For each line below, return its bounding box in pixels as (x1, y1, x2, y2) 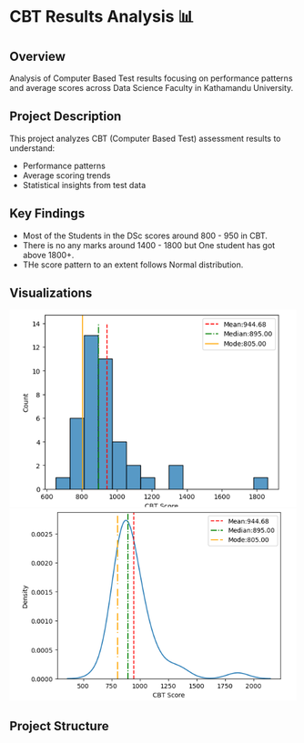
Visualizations (9, 286, 93, 301)
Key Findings (9, 206, 86, 222)
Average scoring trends (22, 169, 111, 181)
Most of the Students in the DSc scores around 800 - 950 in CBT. (22, 230, 269, 241)
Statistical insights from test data (22, 179, 147, 190)
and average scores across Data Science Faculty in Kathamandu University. (9, 83, 294, 93)
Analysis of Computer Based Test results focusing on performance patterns (9, 73, 293, 84)
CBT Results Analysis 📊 (9, 6, 195, 27)
